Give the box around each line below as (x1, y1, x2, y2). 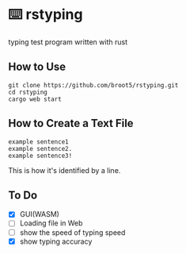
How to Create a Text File (8, 117, 134, 130)
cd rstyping (8, 88, 47, 96)
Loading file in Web (19, 218, 83, 228)
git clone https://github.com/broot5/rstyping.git (8, 81, 179, 89)
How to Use (8, 60, 66, 74)
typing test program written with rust (8, 37, 128, 47)
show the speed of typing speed (19, 227, 126, 237)
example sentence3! (8, 152, 73, 160)
